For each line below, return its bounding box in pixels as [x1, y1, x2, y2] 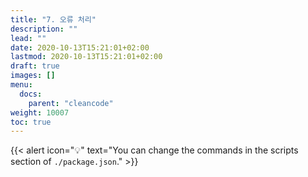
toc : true [10, 117, 52, 127]
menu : [10, 80, 33, 90]
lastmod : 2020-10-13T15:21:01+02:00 [10, 52, 163, 62]
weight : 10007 [10, 107, 70, 118]
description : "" [10, 24, 78, 34]
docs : [19, 89, 43, 99]
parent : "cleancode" [28, 98, 114, 108]
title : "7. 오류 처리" [10, 14, 97, 25]
